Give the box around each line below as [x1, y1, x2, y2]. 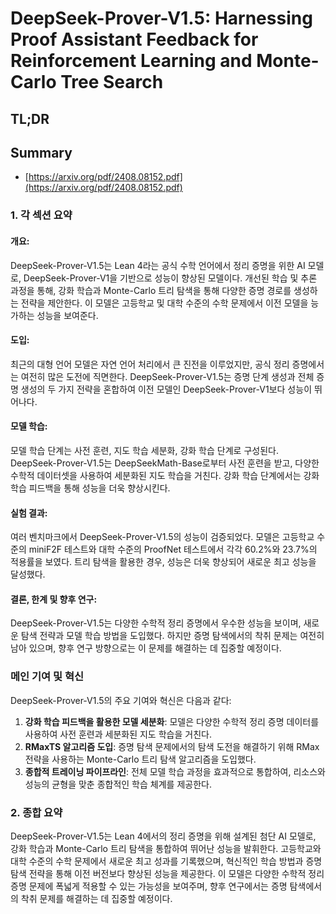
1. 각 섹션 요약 [10, 208, 73, 222]
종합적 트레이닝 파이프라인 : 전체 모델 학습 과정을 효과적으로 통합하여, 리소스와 [24, 765, 326, 777]
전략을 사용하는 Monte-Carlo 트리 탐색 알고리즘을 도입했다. [24, 753, 257, 765]
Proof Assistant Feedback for [10, 28, 259, 51]
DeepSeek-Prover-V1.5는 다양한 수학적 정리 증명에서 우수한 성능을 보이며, [10, 617, 302, 629]
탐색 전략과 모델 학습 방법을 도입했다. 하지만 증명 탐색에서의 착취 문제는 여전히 [20, 630, 325, 642]
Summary [10, 144, 73, 161]
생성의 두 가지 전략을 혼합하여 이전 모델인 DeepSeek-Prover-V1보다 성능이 [20, 383, 313, 395]
